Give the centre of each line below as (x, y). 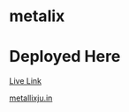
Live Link (26, 81)
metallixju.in (31, 98)
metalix (37, 16)
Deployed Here (65, 57)
